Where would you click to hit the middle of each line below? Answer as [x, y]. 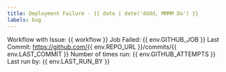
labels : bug [24, 20]
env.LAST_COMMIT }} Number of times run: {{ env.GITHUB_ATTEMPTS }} [111, 54]
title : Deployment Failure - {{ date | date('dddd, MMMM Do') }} [103, 13]
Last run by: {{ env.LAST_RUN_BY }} [59, 61]
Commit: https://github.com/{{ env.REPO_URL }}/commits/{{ [92, 47]
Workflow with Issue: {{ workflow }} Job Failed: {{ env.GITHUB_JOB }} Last [113, 39]
